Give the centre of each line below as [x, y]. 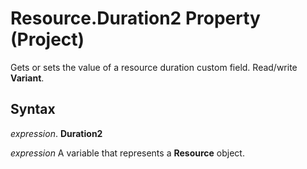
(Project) [47, 39]
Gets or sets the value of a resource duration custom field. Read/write [154, 67]
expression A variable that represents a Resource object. [127, 153]
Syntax [33, 109]
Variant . [27, 78]
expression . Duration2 [56, 133]
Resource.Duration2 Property [135, 18]
